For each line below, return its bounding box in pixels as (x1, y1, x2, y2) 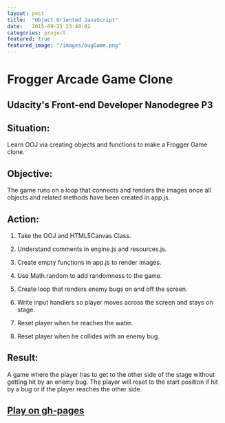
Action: (7, 213, 39, 225)
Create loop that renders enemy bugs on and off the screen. (17, 285, 188, 293)
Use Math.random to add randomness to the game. (17, 272, 162, 280)
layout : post (7, 10, 45, 17)
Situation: (7, 122, 50, 134)
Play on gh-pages (7, 405, 85, 417)
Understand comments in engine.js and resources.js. (17, 245, 167, 253)
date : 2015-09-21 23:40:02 (7, 23, 91, 30)
